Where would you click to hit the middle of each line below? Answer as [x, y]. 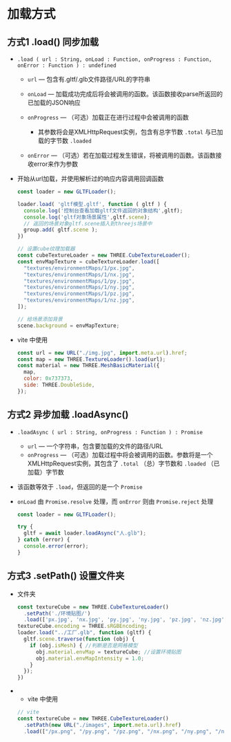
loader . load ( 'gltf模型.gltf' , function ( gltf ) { [92, 204]
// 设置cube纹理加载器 [46, 249]
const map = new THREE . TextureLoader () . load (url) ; [91, 359]
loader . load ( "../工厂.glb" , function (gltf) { [84, 633]
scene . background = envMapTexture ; [68, 326]
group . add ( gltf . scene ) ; [61, 230]
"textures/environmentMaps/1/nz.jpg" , [79, 300]
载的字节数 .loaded [64, 140]
